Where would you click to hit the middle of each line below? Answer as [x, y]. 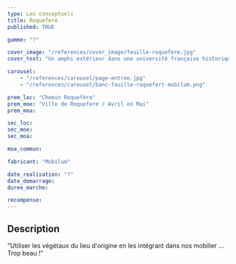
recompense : [25, 200]
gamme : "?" [23, 39]
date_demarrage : [31, 181]
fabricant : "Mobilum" [39, 162]
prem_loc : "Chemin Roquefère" [52, 97]
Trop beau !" [25, 253]
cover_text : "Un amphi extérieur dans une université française [103, 59]
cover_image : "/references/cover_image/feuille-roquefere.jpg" [102, 52]
